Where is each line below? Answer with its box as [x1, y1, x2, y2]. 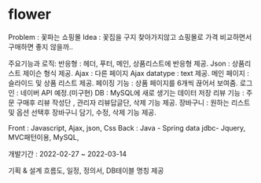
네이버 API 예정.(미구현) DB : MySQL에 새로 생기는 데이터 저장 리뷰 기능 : [20, 88, 245, 97]
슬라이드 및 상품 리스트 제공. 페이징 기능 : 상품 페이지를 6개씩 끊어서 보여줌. [8, 78, 238, 88]
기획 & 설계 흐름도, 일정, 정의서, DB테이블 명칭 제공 [8, 166, 164, 175]
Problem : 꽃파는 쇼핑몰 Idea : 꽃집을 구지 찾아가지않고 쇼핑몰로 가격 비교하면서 [8, 32, 252, 41]
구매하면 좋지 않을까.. [8, 41, 73, 52]
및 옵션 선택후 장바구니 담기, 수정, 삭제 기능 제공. [8, 107, 157, 117]
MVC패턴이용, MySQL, [8, 132, 79, 142]
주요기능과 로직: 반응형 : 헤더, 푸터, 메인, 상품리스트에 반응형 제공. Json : [8, 59, 230, 68]
